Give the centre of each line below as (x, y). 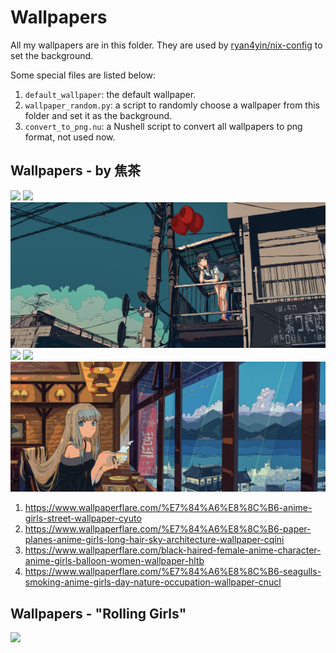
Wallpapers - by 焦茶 (76, 171)
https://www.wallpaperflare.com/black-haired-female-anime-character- (173, 550)
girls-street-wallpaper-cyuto (83, 518)
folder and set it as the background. (98, 115)
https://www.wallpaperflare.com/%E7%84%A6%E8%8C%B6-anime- (168, 508)
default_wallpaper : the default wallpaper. (110, 94)
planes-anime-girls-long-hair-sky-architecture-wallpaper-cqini (154, 540)
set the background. (52, 55)
